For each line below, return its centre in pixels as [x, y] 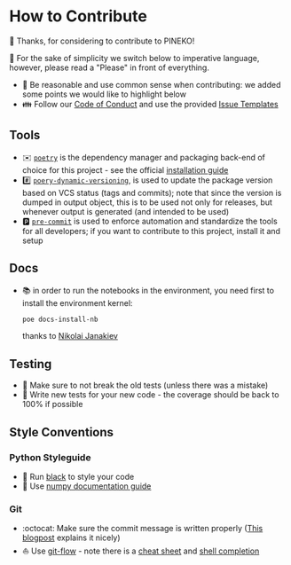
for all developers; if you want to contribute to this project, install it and [151, 231]
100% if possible [52, 404]
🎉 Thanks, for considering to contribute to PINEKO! [102, 41]
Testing [31, 364]
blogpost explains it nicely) [71, 538]
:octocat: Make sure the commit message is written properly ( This [142, 529]
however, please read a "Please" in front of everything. [110, 67]
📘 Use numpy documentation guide [87, 486]
